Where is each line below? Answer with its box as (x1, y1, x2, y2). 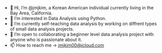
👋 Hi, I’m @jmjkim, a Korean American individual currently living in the (10, 5, 154, 10)
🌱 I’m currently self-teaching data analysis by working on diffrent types (10, 20, 157, 26)
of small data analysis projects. (10, 26, 74, 32)
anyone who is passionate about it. (10, 36, 82, 42)
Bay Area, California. (10, 10, 53, 16)
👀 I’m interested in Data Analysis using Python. (10, 15, 106, 21)
